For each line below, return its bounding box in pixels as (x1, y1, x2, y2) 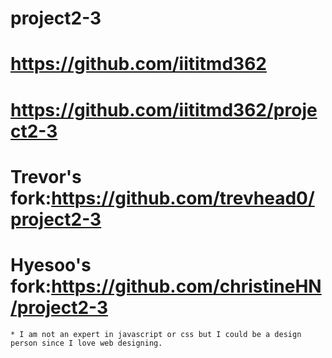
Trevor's (10, 165, 82, 188)
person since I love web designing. (10, 338, 163, 348)
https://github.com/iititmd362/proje (10, 98, 318, 121)
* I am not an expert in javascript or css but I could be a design (10, 329, 302, 339)
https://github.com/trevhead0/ (51, 187, 315, 209)
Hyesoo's (10, 253, 92, 276)
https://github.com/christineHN (51, 275, 322, 297)
